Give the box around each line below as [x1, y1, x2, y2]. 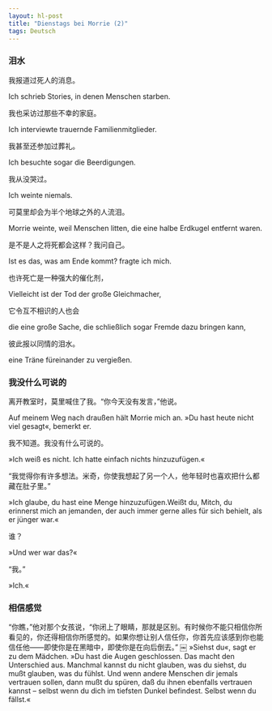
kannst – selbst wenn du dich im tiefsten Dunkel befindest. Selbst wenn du [8, 686, 257, 696]
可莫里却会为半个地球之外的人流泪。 [8, 207, 130, 216]
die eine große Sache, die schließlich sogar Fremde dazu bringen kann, [8, 322, 246, 332]
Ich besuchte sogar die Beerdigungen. [8, 157, 136, 167]
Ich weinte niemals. [8, 190, 73, 199]
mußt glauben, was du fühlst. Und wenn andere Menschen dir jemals [8, 669, 239, 679]
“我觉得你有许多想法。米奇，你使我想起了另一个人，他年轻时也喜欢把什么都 [8, 471, 261, 481]
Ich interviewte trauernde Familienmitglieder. [8, 124, 157, 134]
